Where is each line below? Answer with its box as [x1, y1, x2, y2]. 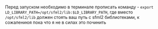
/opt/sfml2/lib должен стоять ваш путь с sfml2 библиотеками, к [5, 14, 140, 20]
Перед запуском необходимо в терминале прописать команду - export [5, 4, 154, 10]
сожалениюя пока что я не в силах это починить [5, 19, 106, 25]
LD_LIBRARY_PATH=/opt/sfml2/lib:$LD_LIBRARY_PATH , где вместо [5, 9, 133, 15]
